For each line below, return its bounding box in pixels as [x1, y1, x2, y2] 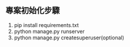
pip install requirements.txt [14, 21, 79, 28]
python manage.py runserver [14, 28, 85, 35]
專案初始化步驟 [5, 5, 60, 16]
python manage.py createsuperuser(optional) [14, 34, 125, 41]
